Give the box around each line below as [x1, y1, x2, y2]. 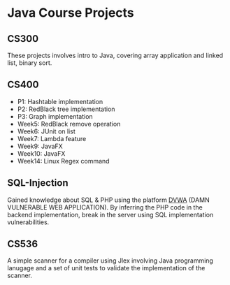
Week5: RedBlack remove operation [17, 119, 121, 128]
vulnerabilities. [7, 218, 50, 226]
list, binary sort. [7, 59, 52, 67]
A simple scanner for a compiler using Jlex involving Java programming [7, 256, 213, 265]
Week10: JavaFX [17, 149, 66, 158]
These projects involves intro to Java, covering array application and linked [7, 51, 224, 59]
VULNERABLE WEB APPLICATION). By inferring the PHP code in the [7, 203, 203, 211]
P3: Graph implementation [17, 112, 93, 120]
